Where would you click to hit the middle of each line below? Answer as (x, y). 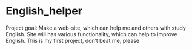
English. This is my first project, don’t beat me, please (73, 40)
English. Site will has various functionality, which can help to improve (91, 34)
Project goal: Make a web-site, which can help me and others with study (96, 28)
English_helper (44, 11)
